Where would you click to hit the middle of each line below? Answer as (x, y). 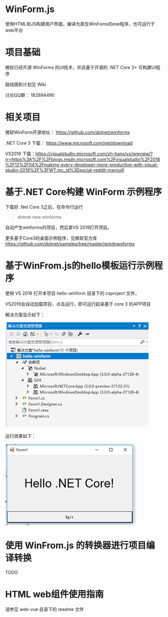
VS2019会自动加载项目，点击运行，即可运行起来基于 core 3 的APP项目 (78, 304)
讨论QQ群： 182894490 (30, 95)
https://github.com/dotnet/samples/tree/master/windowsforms (70, 243)
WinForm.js (30, 9)
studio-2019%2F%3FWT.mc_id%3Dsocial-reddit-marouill (65, 170)
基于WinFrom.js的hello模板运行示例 (80, 265)
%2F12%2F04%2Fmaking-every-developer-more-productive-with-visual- (82, 164)
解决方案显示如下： (25, 315)
